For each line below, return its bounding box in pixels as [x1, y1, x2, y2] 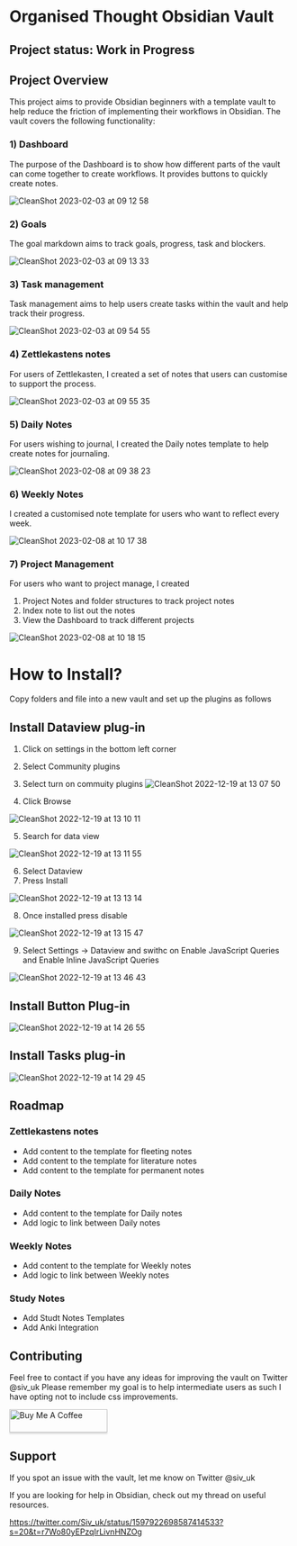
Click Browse [22, 796, 72, 807]
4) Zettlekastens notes [9, 348, 111, 361]
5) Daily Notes [9, 418, 73, 430]
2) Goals [9, 218, 47, 231]
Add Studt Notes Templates [22, 1313, 125, 1324]
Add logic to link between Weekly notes [22, 1270, 169, 1280]
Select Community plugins [22, 761, 121, 772]
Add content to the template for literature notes [22, 1155, 198, 1166]
